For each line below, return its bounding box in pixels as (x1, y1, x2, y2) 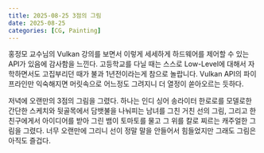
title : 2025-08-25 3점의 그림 (8, 11, 102, 20)
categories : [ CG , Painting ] (8, 26, 102, 34)
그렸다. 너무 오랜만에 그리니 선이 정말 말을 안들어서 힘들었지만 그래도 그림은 (22, 126, 257, 135)
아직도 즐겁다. (8, 136, 52, 146)
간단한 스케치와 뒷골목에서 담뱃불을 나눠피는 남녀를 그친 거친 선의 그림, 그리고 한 (8, 106, 257, 116)
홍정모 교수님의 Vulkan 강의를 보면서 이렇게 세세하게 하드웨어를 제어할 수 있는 (8, 49, 249, 59)
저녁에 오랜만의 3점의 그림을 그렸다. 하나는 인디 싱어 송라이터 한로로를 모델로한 (8, 96, 252, 106)
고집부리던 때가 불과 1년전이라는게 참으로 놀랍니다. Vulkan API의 (42, 69, 243, 79)
